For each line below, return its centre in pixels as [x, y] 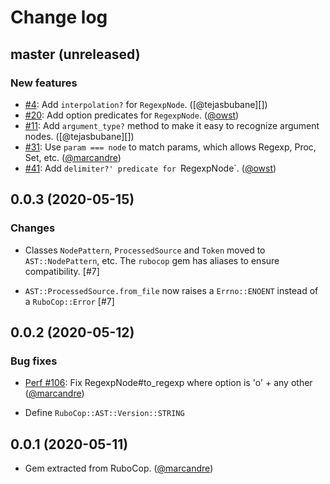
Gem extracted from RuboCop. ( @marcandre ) [119, 468]
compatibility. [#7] [62, 271]
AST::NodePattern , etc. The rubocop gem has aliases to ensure [152, 260]
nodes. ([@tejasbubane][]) [79, 136]
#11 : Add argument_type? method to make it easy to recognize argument [172, 125]
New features [44, 83]
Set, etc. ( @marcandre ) [73, 157]
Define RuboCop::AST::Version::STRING [104, 413]
